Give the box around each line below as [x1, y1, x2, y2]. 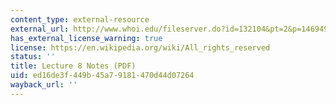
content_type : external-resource [10, 14, 150, 25]
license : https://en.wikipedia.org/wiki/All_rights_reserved [10, 42, 271, 53]
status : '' [10, 52, 56, 62]
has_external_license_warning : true [10, 33, 163, 43]
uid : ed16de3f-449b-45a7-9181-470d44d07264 [10, 71, 195, 81]
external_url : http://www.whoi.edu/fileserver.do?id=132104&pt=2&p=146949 [10, 24, 329, 34]
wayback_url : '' [10, 80, 78, 90]
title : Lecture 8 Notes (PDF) [10, 61, 137, 71]
